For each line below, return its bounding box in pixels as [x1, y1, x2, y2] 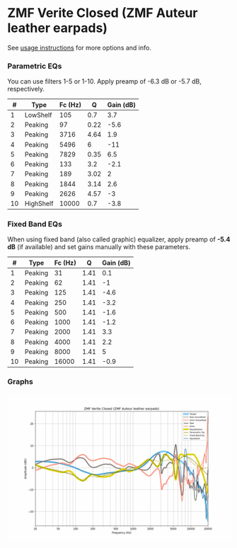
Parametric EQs [7, 61, 62, 71]
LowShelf [24, 110, 52, 119]
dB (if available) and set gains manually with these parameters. [7, 243, 191, 251]
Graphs [7, 377, 33, 387]
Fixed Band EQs [7, 219, 62, 229]
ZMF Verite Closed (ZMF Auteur [7, 5, 198, 21]
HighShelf [24, 200, 54, 208]
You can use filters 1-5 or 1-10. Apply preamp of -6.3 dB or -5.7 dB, [7, 77, 202, 86]
